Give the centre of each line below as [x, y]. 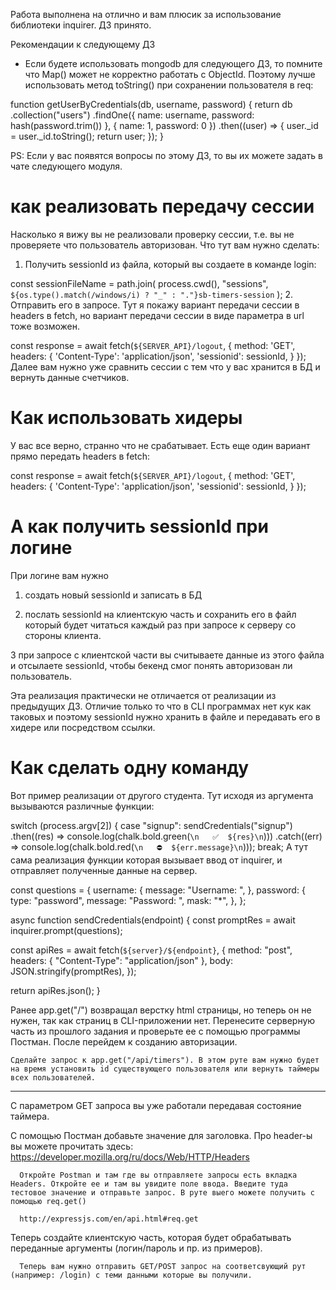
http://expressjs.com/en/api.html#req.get [109, 1219]
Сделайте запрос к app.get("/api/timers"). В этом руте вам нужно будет [165, 1060]
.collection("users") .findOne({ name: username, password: [132, 115]
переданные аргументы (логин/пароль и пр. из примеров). [136, 1248]
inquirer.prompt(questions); [66, 930]
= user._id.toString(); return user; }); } [87, 136]
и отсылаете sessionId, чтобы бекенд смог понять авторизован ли [151, 665]
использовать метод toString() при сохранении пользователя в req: [169, 85]
